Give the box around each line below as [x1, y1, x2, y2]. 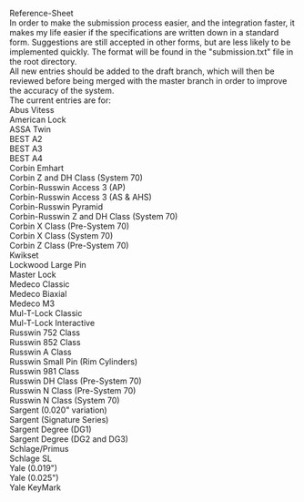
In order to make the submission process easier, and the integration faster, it [9, 17, 296, 28]
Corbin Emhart [9, 163, 65, 173]
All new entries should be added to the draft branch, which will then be [9, 66, 275, 77]
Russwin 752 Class [9, 327, 80, 338]
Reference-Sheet [9, 8, 75, 18]
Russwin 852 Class [9, 337, 81, 347]
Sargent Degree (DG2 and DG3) [9, 434, 129, 445]
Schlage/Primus [9, 444, 69, 454]
